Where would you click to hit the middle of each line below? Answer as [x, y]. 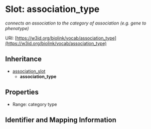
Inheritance [23, 59]
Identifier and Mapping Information [61, 120]
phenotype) [17, 28]
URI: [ [11, 38]
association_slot [29, 71]
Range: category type [35, 104]
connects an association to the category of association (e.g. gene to [76, 23]
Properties [22, 92]
